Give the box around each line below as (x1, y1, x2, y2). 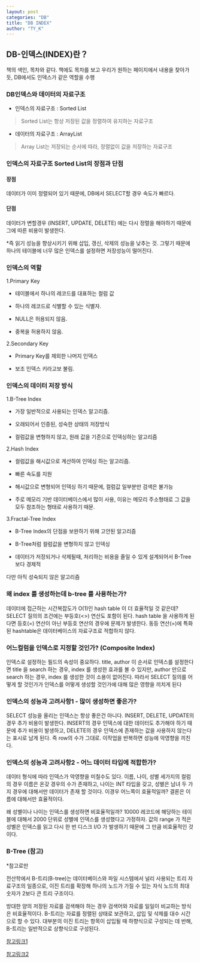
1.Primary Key (6, 277, 40, 285)
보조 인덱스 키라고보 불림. (14, 365, 75, 372)
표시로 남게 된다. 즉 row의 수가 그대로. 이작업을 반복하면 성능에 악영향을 (12, 735, 180, 742)
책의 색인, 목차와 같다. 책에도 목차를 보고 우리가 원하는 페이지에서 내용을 (6, 67, 174, 74)
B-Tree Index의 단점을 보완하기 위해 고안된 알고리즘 (14, 528, 137, 535)
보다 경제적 (14, 561, 41, 568)
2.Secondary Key (6, 340, 49, 347)
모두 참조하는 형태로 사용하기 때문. (14, 503, 95, 511)
